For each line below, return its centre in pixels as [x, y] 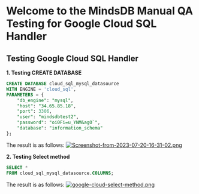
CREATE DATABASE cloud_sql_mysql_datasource [63, 84]
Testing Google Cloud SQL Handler [73, 58]
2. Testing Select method [38, 156]
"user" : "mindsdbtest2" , [48, 117]
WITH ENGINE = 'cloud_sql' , [41, 89]
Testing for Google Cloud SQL [82, 24]
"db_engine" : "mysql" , [45, 100]
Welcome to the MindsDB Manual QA [100, 11]
